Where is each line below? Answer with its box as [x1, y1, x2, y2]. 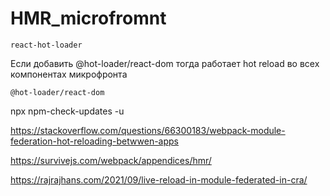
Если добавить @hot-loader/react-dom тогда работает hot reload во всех [10, 57, 320, 69]
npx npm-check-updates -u [10, 105, 125, 117]
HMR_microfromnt [10, 7, 167, 30]
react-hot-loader [10, 40, 83, 50]
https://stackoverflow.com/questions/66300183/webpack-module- [10, 124, 286, 136]
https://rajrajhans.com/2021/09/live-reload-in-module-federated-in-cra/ [10, 173, 308, 186]
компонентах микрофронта [10, 68, 128, 80]
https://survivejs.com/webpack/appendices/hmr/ [10, 154, 212, 166]
